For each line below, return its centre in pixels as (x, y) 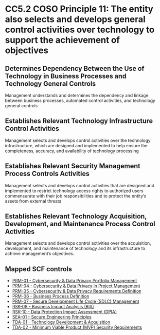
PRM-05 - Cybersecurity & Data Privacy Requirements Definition (77, 291)
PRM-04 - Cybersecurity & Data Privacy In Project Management (76, 286)
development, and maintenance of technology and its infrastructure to (75, 248)
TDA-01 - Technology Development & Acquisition (61, 322)
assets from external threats (33, 201)
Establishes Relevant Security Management (73, 166)
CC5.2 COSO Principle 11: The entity (79, 9)
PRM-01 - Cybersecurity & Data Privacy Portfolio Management (74, 281)
